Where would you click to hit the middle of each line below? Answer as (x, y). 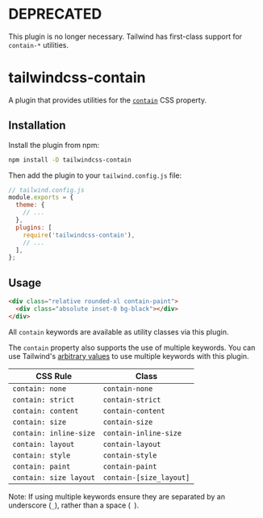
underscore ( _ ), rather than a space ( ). (74, 505)
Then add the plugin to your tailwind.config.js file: (95, 175)
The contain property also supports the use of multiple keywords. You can (132, 347)
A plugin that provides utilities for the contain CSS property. (108, 100)
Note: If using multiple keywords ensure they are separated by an (117, 496)
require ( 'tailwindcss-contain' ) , (79, 235)
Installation (37, 126)
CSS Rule (54, 376)
